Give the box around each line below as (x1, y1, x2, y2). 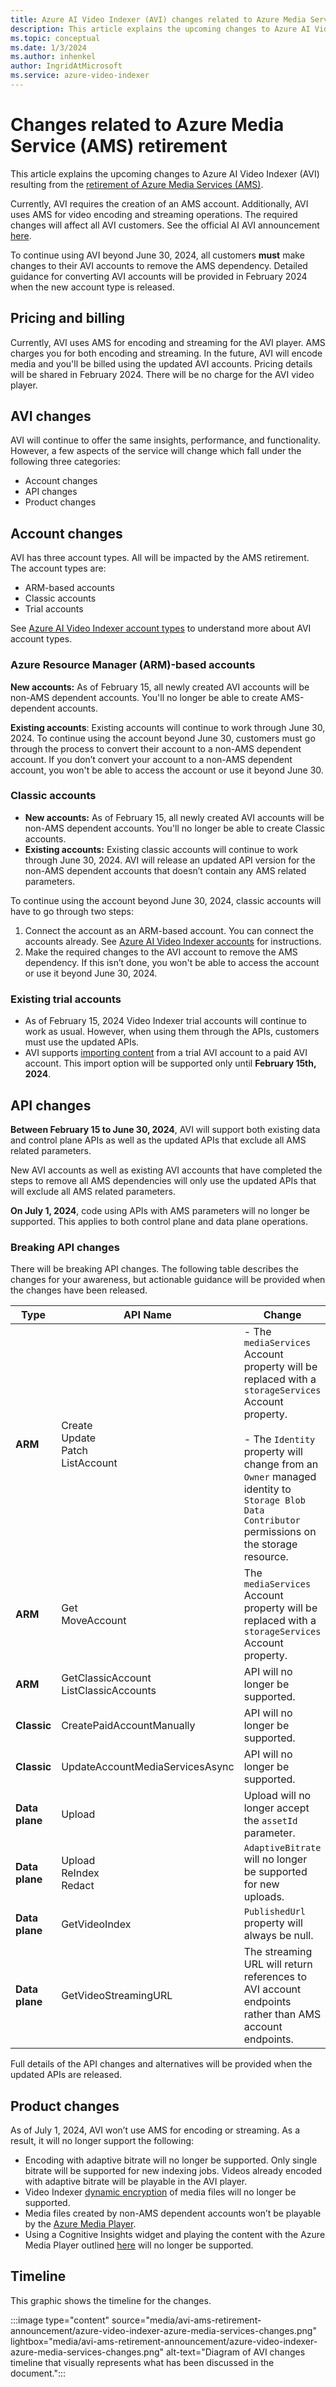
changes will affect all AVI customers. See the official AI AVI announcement (10, 219, 320, 231)
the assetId (243, 1814, 298, 1828)
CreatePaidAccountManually (61, 1719, 196, 1733)
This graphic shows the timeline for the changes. (10, 2294, 212, 2306)
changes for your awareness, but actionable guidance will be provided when (10, 1274, 326, 1286)
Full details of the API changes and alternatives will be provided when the (10, 2058, 313, 2070)
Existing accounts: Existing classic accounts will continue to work (24, 843, 298, 855)
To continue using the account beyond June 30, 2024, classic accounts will (10, 894, 322, 906)
